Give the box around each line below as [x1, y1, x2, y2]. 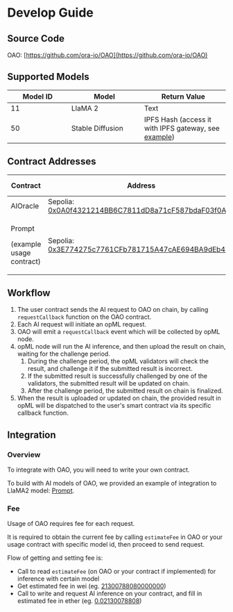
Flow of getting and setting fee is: [7, 554, 103, 562]
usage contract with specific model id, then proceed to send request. [7, 540, 205, 549]
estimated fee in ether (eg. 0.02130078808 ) [17, 597, 142, 605]
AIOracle [10, 201, 40, 210]
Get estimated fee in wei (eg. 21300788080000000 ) [17, 582, 166, 590]
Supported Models [7, 71, 89, 83]
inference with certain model [17, 574, 100, 583]
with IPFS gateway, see [144, 123, 220, 133]
